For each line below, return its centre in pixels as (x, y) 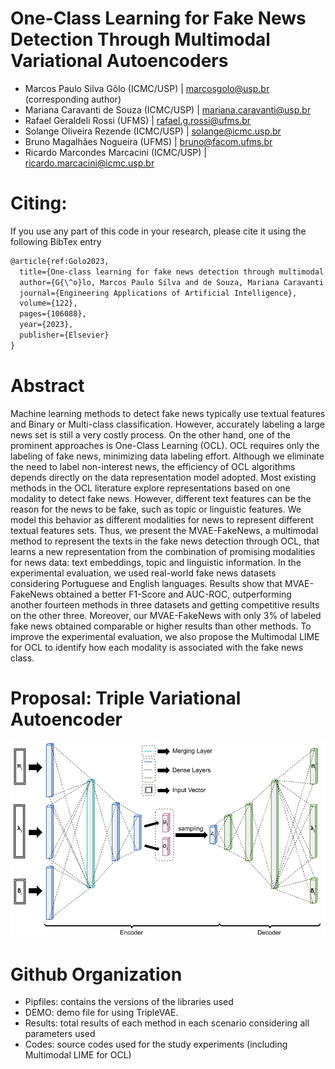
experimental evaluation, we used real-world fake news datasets (143, 573)
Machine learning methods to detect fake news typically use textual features (168, 413)
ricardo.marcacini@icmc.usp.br (89, 163)
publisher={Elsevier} (64, 335)
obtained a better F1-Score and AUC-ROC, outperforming (173, 594)
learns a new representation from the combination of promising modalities (163, 551)
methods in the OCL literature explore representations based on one (150, 488)
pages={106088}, (53, 314)
